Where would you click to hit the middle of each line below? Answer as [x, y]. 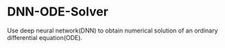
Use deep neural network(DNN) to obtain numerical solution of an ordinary [113, 30]
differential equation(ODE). [45, 37]
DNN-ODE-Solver [58, 12]
